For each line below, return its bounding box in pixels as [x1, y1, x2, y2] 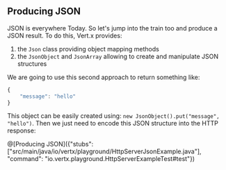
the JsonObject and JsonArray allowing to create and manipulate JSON [17, 52, 219, 60]
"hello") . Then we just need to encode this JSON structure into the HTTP [7, 119, 219, 128]
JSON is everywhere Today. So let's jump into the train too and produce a [7, 24, 218, 32]
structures [17, 59, 47, 68]
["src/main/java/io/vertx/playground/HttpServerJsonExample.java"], [7, 147, 202, 155]
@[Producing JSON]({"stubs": [7, 140, 94, 148]
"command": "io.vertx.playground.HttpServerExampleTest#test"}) [7, 155, 195, 163]
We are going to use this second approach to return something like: [7, 73, 200, 81]
